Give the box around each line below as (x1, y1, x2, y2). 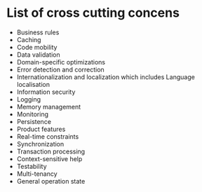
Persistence (16, 117, 52, 125)
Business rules (16, 28, 60, 36)
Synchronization (16, 139, 65, 148)
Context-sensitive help (16, 154, 83, 163)
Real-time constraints (16, 132, 79, 141)
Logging (16, 95, 41, 103)
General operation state (16, 177, 86, 185)
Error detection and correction (16, 65, 105, 74)
